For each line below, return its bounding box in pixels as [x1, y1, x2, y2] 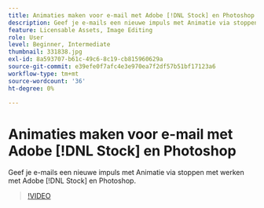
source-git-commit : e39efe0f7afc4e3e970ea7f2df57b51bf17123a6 [8, 63, 216, 71]
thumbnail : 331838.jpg [8, 48, 82, 56]
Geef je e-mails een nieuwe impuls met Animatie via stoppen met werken [8, 168, 245, 177]
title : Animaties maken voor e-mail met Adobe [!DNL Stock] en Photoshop [8, 11, 255, 20]
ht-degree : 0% [8, 84, 55, 93]
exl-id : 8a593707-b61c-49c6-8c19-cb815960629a [8, 56, 163, 64]
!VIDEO [27, 192, 51, 201]
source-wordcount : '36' [8, 77, 86, 85]
